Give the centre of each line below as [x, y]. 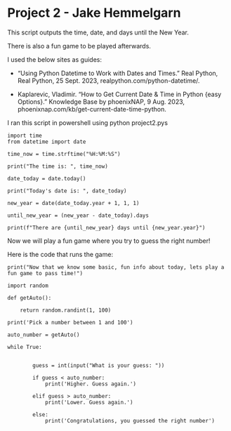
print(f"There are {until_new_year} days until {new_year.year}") [106, 227]
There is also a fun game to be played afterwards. [79, 46]
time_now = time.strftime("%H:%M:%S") [64, 154]
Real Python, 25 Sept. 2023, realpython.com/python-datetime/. [108, 80]
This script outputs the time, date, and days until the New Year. [98, 32]
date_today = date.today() [47, 178]
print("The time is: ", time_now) [58, 166]
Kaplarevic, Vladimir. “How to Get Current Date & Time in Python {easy [119, 94]
